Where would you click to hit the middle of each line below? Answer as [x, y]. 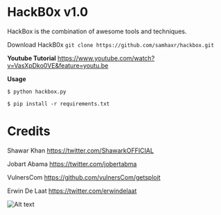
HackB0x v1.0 [48, 12]
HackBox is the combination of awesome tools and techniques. [97, 31]
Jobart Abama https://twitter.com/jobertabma [72, 164]
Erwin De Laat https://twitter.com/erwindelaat [72, 191]
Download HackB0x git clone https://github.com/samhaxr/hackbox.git [111, 44]
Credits [29, 131]
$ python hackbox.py [37, 92]
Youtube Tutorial [32, 58]
